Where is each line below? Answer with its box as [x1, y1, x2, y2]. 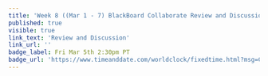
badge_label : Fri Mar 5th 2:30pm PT [8, 48, 130, 56]
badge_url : [8, 56, 45, 64]
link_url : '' [8, 41, 52, 49]
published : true [8, 19, 62, 27]
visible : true [8, 26, 56, 34]
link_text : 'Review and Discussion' [8, 33, 130, 42]
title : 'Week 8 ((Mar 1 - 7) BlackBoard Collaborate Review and [8, 11, 227, 20]
